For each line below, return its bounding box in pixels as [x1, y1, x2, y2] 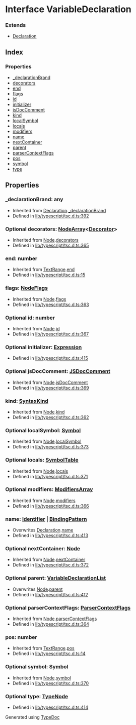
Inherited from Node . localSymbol [12, 438, 82, 444]
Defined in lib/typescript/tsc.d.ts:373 [12, 444, 89, 450]
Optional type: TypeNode [5, 693, 69, 700]
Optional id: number [5, 314, 55, 321]
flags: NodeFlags [5, 285, 48, 292]
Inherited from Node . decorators [12, 237, 79, 243]
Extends [5, 22, 26, 29]
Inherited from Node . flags [12, 296, 66, 302]
